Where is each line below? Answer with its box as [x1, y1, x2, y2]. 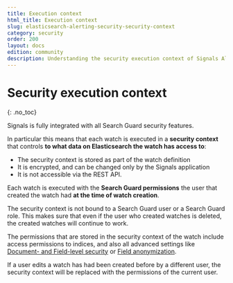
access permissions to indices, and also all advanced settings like [7, 239, 196, 248]
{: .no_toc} [7, 108, 37, 116]
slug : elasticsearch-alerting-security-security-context [7, 23, 175, 30]
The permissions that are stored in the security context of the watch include [7, 232, 224, 241]
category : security [7, 29, 64, 37]
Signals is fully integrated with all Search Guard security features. [7, 121, 194, 129]
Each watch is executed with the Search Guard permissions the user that [7, 183, 218, 192]
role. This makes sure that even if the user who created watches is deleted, [7, 212, 222, 220]
